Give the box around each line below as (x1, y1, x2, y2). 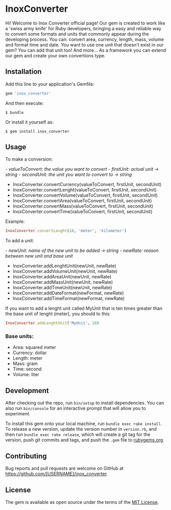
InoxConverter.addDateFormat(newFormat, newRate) (12, 290, 124, 296)
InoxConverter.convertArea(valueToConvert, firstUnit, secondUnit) (12, 198, 152, 204)
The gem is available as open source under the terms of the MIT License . (5, 499, 159, 505)
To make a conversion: (5, 156, 53, 163)
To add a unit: (5, 238, 34, 244)
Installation (5, 67, 42, 76)
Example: (5, 218, 25, 225)
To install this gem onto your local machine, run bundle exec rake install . (5, 421, 162, 427)
